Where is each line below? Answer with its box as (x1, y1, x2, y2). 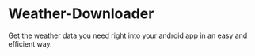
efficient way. (8, 39, 53, 48)
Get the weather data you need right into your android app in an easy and (8, 31, 248, 40)
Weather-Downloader (8, 5, 154, 23)
